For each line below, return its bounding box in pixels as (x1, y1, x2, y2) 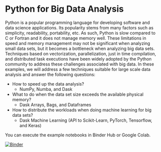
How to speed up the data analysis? (12, 81, 84, 87)
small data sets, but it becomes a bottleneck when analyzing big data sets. (5, 45, 155, 51)
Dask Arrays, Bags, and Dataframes (19, 102, 92, 108)
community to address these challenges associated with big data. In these (5, 61, 155, 67)
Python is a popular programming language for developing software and (5, 20, 150, 25)
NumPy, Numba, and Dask (19, 86, 73, 92)
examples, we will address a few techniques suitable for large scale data (5, 66, 151, 72)
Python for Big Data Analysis (5, 3, 124, 15)
